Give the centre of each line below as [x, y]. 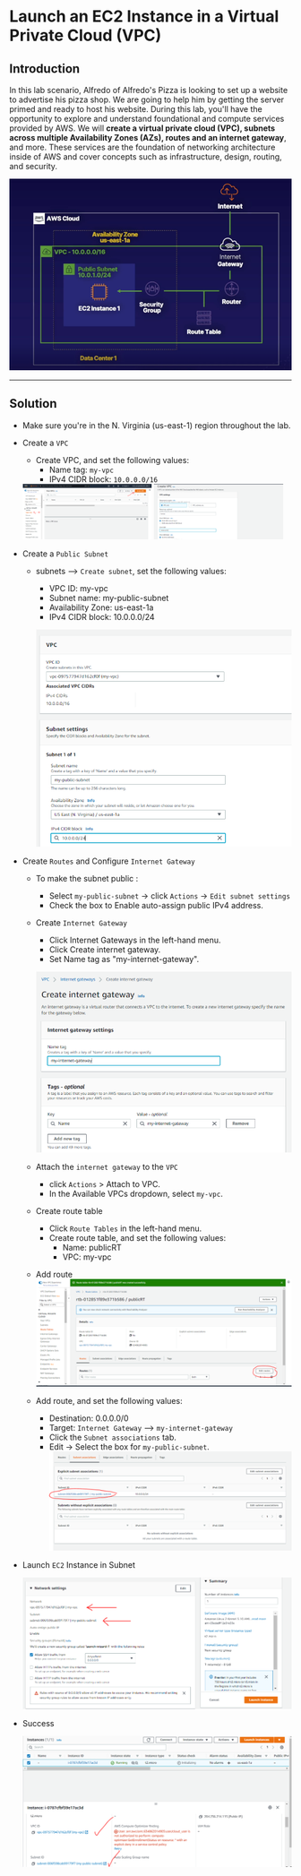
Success [38, 1724]
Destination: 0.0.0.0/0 [89, 1418]
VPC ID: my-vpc [79, 588]
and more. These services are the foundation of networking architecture [142, 147]
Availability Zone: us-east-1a [101, 607]
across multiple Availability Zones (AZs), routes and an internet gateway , [148, 138]
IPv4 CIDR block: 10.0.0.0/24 [102, 616]
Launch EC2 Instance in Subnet [79, 1564]
